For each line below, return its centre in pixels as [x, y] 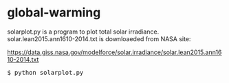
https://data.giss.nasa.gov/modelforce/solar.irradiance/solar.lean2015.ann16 [115, 52]
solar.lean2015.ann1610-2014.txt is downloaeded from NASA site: [99, 38]
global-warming [54, 13]
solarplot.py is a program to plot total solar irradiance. [83, 32]
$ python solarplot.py [45, 72]
